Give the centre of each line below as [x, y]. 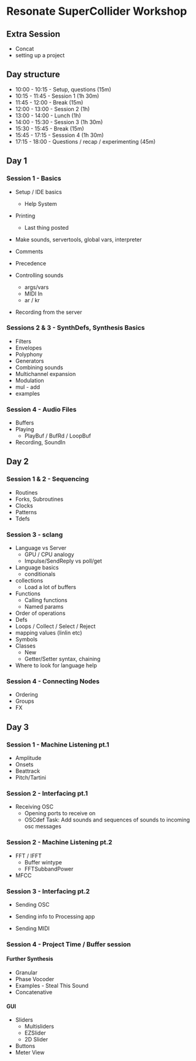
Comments [29, 251]
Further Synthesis [30, 959]
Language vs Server [41, 548]
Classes [25, 646]
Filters [23, 341]
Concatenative [34, 992]
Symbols [26, 640]
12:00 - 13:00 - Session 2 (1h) [53, 109]
